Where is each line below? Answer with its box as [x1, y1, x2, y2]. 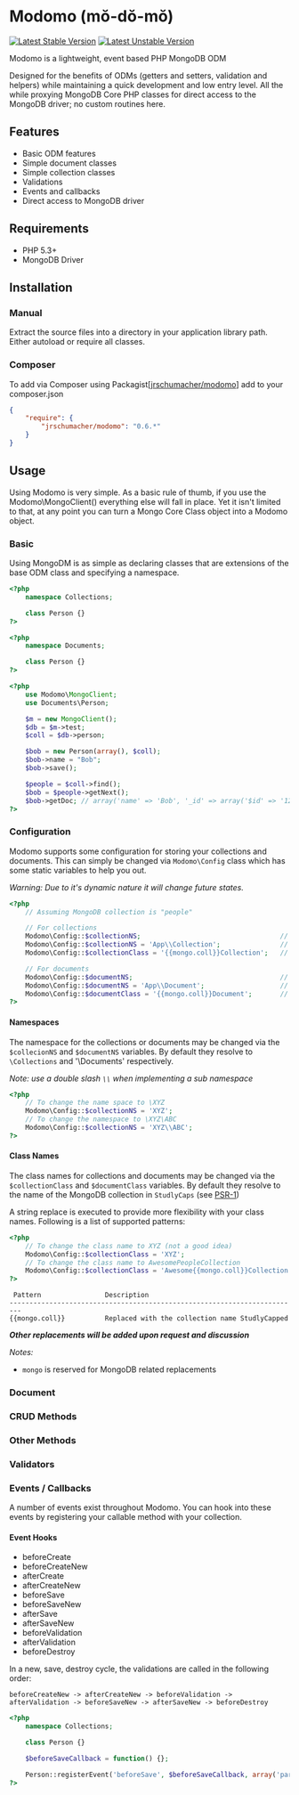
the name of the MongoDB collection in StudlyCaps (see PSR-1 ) [9, 1189, 240, 1199]
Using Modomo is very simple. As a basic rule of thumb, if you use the [9, 487, 267, 498]
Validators [9, 1458, 55, 1470]
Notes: [9, 1347, 34, 1358]
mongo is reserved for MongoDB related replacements [21, 1364, 216, 1375]
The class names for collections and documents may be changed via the [9, 1170, 276, 1181]
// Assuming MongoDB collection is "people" [25, 907, 193, 916]
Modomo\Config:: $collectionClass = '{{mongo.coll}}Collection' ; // [25, 948, 289, 958]
